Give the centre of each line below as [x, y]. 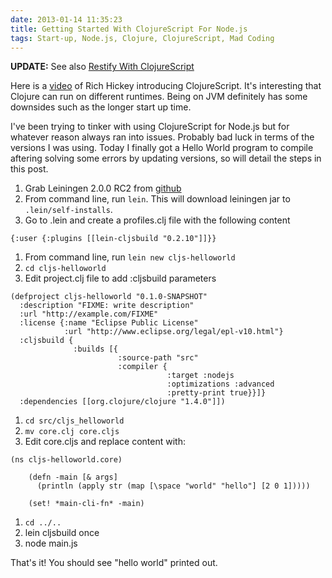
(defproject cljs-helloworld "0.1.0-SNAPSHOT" [109, 297]
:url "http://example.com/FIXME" [89, 314]
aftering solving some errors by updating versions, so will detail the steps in [166, 158]
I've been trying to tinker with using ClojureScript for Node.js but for [150, 127]
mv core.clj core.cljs [72, 432]
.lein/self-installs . [68, 210]
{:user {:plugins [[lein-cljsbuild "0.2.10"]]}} [113, 239]
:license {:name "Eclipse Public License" [109, 323]
